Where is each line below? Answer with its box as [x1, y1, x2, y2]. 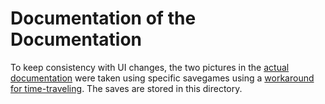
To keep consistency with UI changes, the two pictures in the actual [10, 61, 290, 73]
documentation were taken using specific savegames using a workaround [10, 72, 315, 84]
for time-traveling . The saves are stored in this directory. [10, 82, 243, 94]
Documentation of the [10, 7, 197, 30]
